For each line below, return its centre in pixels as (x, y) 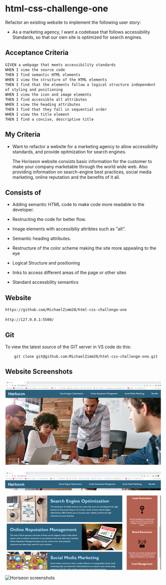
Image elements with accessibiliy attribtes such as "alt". (69, 229)
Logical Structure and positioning (46, 263)
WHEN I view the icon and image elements (48, 95)
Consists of (23, 192)
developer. (23, 210)
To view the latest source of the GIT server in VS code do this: (68, 347)
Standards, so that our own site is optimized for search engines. (77, 37)
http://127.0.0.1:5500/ (30, 320)
